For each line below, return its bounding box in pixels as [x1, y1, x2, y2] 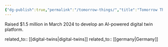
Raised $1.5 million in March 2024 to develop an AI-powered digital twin [5, 21, 153, 27]
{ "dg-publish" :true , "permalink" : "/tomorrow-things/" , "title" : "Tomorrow [5, 7, 157, 12]
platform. [5, 26, 24, 32]
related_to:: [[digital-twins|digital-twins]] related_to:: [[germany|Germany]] [5, 36, 158, 42]
